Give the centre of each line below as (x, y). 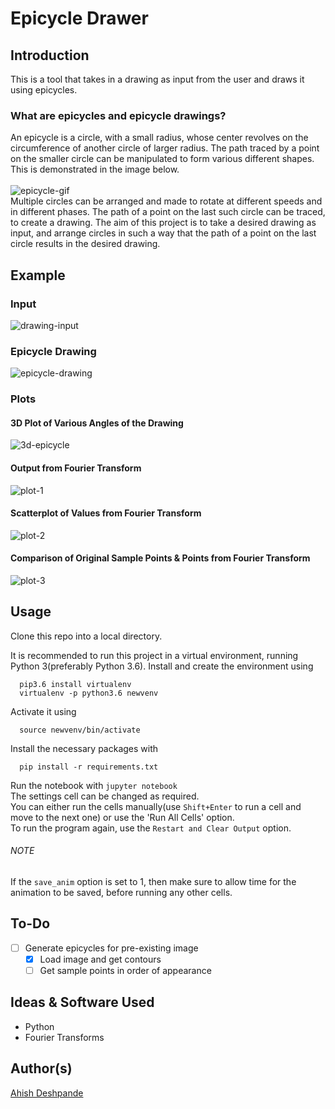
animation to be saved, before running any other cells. (121, 893)
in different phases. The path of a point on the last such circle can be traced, (168, 212)
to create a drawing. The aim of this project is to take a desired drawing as (163, 223)
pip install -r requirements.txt (89, 767)
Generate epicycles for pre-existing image (111, 948)
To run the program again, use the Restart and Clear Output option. (151, 828)
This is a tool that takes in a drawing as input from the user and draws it (157, 79)
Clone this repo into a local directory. (86, 636)
